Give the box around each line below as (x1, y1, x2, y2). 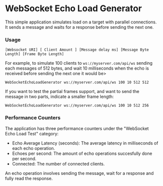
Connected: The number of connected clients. (12, 161, 105, 167)
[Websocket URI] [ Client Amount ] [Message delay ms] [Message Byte (5, 47, 149, 53)
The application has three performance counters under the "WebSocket (5, 125, 149, 131)
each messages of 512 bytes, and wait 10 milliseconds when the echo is (5, 65, 149, 71)
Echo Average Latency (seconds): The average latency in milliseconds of (12, 140, 159, 146)
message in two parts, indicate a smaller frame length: (5, 93, 114, 100)
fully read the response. (5, 175, 53, 181)
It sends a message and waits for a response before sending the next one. (5, 24, 154, 30)
